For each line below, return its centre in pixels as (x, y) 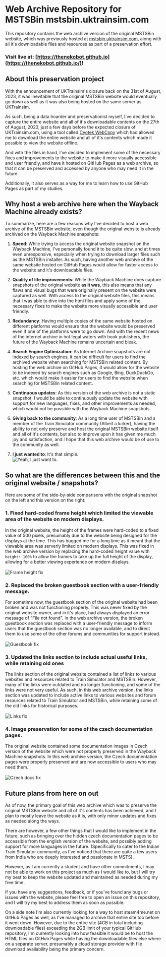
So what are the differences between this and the (83, 475)
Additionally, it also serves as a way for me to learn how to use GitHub (77, 183)
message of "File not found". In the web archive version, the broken (74, 618)
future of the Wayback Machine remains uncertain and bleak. (75, 342)
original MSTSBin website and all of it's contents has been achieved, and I (81, 811)
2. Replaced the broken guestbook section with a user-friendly (82, 585)
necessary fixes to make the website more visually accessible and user (85, 306)
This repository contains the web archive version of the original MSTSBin (80, 33)
